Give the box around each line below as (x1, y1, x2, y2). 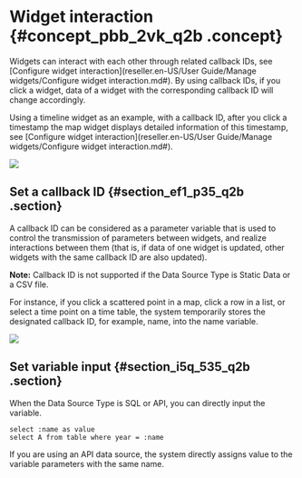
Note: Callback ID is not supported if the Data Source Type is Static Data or (9, 269, 291, 280)
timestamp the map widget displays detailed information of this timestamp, (9, 121, 288, 133)
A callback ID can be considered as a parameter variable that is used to (9, 223, 277, 234)
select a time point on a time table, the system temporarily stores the (9, 306, 266, 317)
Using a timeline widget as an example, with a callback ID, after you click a (9, 112, 287, 123)
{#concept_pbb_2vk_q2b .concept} (9, 25, 284, 46)
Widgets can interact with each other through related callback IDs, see (9, 55, 273, 66)
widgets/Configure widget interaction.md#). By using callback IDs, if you (9, 75, 281, 85)
